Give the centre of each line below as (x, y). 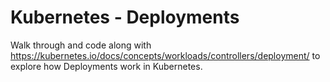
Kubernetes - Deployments (125, 17)
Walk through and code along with (81, 45)
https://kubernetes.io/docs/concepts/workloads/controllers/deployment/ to (165, 55)
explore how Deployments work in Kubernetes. (106, 66)
